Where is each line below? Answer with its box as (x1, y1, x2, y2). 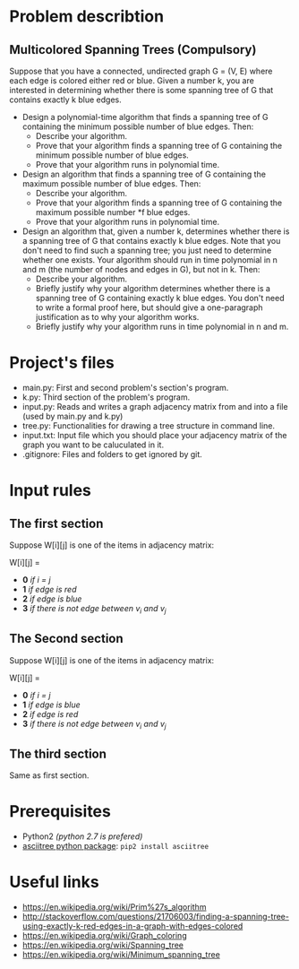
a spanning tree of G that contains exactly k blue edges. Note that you (21, 236, 281, 246)
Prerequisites (9, 801, 112, 822)
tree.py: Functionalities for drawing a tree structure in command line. (21, 420, 276, 431)
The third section (9, 746, 107, 761)
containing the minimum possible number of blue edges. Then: (21, 121, 254, 132)
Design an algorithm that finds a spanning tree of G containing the (21, 169, 267, 179)
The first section (9, 515, 104, 531)
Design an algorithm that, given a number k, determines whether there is (21, 226, 290, 237)
